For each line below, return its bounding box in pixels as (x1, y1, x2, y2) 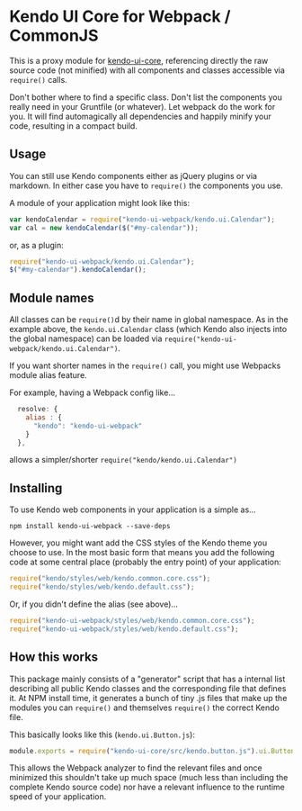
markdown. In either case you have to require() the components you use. (9, 180, 283, 191)
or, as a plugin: (9, 239, 65, 250)
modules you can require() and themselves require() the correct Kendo (9, 702, 280, 713)
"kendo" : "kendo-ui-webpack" (32, 421, 143, 430)
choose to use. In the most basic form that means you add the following (9, 547, 275, 558)
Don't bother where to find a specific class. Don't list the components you (9, 92, 283, 103)
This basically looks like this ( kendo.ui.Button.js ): (9, 729, 196, 740)
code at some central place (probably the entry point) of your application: (9, 556, 281, 568)
